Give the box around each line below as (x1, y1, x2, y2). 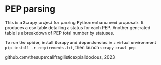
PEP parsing (5, 3, 55, 15)
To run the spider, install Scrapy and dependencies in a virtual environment (5, 39, 156, 45)
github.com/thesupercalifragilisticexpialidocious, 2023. (5, 54, 116, 60)
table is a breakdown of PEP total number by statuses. (5, 30, 114, 36)
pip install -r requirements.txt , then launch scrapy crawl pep (5, 44, 136, 50)
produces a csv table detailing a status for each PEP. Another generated (5, 24, 151, 30)
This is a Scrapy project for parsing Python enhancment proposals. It (5, 20, 144, 25)
